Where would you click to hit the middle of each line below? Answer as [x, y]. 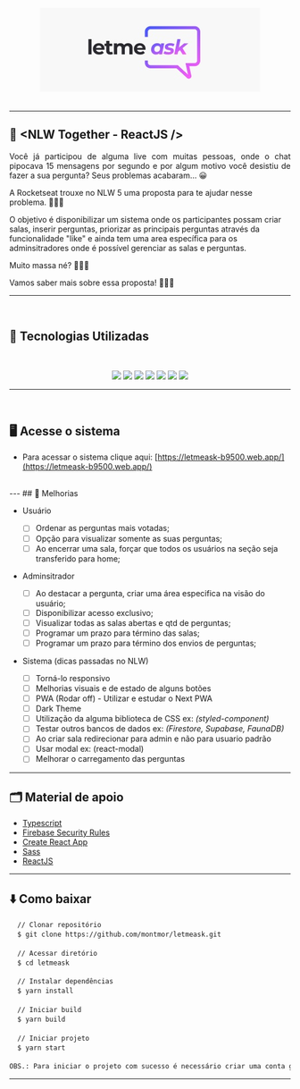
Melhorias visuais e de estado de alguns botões [123, 688]
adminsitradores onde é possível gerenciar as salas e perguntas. [128, 248]
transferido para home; [78, 558]
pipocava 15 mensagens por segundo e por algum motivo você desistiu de [150, 165]
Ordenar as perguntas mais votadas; [102, 528]
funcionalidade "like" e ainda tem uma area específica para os [124, 238]
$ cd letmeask [43, 963]
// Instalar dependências [66, 982]
